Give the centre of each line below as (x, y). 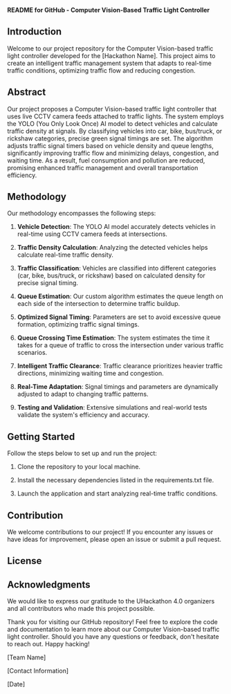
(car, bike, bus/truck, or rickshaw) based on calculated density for (111, 275)
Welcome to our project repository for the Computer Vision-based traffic (110, 48)
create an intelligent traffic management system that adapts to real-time (110, 63)
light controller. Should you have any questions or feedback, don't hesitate (113, 637)
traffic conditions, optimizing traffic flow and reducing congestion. (101, 70)
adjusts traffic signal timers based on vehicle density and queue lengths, (111, 145)
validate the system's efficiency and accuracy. (83, 415)
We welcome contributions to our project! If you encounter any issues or (110, 532)
